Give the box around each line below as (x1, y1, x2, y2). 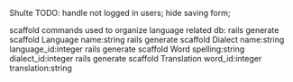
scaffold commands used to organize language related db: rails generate (9, 25, 279, 35)
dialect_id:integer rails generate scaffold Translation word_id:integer (9, 53, 262, 63)
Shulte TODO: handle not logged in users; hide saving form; (9, 8, 231, 18)
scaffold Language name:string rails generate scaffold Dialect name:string (9, 35, 285, 45)
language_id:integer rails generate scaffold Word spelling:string (9, 44, 245, 54)
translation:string (9, 62, 72, 73)
